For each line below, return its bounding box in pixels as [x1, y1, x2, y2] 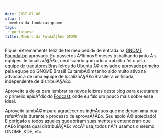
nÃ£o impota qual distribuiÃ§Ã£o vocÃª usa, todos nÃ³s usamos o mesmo [5, 123, 155, 129]
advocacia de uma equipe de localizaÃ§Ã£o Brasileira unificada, [5, 74, 135, 79]
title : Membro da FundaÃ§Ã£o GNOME [5, 34, 78, 39]
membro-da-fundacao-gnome [9, 20, 63, 25]
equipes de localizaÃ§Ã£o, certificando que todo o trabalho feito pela [5, 58, 145, 63]
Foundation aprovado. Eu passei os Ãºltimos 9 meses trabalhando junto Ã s [5, 53, 157, 59]
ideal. [5, 99, 16, 104]
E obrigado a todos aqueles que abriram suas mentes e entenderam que [5, 118, 151, 124]
